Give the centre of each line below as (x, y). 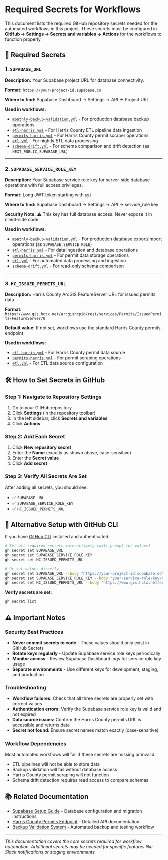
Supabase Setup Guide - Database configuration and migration (77, 811)
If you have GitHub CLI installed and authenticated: (57, 537)
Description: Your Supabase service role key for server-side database (78, 180)
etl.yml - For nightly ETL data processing (55, 140)
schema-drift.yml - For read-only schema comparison (68, 266)
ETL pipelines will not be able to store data (56, 764)
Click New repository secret (42, 447)
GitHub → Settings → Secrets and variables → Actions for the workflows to (83, 34)
